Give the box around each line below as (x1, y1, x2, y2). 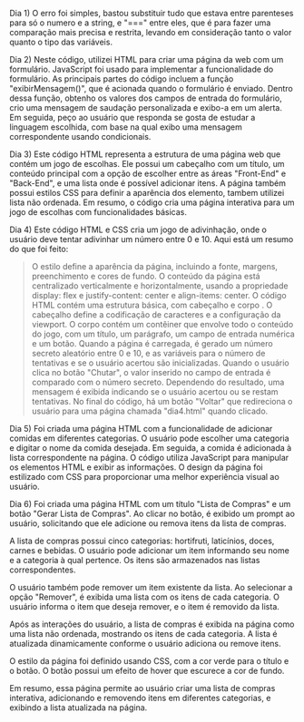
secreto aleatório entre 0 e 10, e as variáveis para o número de (31, 348, 266, 358)
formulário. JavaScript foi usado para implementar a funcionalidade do (9, 63, 274, 74)
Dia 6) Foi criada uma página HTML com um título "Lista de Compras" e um (9, 499, 291, 509)
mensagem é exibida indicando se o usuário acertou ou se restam (31, 386, 279, 397)
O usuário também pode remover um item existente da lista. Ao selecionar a (9, 582, 293, 592)
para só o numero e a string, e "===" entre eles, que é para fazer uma (9, 17, 271, 28)
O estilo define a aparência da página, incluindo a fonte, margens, (31, 261, 279, 271)
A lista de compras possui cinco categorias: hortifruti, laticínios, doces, (9, 535, 275, 546)
